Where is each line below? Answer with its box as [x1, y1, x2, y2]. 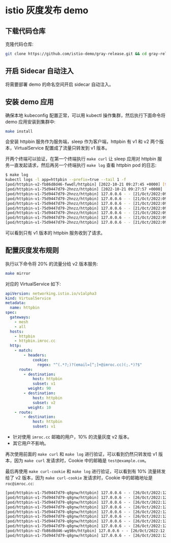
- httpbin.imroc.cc [14, 338, 56, 344]
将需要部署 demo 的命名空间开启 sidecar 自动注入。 [5, 81, 113, 87]
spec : [5, 310, 17, 315]
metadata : [5, 300, 26, 305]
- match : [14, 348, 33, 353]
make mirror [5, 271, 31, 276]
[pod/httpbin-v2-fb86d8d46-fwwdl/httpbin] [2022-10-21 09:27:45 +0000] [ [5, 182, 165, 187]
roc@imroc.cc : [5, 481, 34, 487]
